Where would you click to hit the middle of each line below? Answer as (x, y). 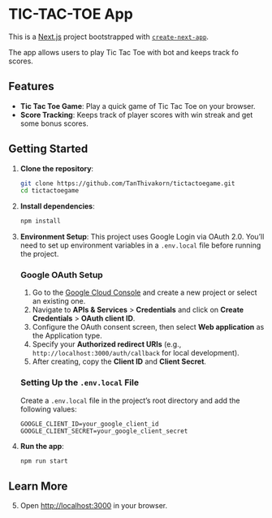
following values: (48, 409)
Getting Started (48, 149)
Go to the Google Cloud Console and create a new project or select (145, 292)
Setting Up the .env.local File (80, 382)
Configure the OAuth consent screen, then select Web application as (148, 327)
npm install (40, 221)
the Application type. (67, 336)
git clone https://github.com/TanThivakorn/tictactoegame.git (127, 183)
